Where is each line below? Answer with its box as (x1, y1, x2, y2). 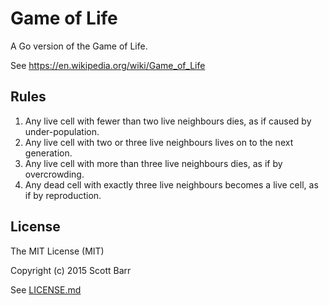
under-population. (24, 125, 100, 137)
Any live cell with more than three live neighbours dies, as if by (24, 157, 283, 169)
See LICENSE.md (10, 283, 82, 296)
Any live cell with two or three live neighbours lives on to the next (24, 136, 294, 148)
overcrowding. (24, 168, 85, 180)
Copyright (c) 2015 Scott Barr (10, 264, 132, 276)
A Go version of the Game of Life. (10, 40, 148, 52)
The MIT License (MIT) (10, 245, 105, 257)
